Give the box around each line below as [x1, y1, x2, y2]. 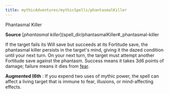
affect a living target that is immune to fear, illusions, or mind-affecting [5, 78, 154, 84]
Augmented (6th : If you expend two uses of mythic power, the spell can [5, 73, 159, 79]
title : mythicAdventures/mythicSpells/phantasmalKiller [5, 7, 127, 13]
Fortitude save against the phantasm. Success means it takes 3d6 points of [5, 57, 164, 64]
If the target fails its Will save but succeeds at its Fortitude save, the [5, 41, 149, 48]
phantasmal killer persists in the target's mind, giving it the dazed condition [5, 46, 164, 53]
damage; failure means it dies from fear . [5, 63, 90, 69]
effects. [5, 84, 22, 90]
